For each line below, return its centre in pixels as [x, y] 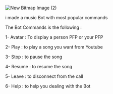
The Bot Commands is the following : [44, 27]
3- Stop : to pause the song [34, 57]
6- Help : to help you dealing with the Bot [48, 86]
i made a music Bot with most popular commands [56, 17]
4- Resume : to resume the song [39, 66]
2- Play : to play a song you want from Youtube [54, 47]
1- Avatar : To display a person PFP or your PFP [54, 37]
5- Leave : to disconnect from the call [44, 76]
